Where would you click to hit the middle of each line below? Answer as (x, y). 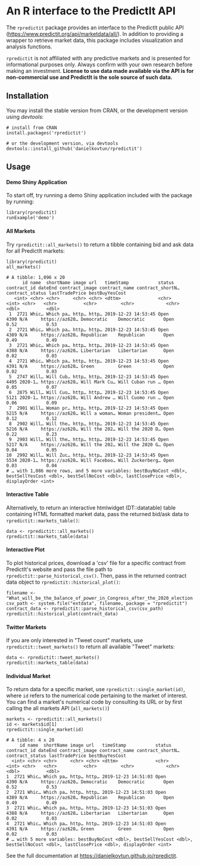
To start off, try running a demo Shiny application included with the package (99, 195)
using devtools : (25, 116)
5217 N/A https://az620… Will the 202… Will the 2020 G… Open (90, 444)
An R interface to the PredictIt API (91, 11)
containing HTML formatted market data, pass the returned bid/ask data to (98, 514)
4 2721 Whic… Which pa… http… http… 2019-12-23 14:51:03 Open (86, 824)
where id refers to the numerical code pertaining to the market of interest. (97, 696)
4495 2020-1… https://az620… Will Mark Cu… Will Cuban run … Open (90, 382)
